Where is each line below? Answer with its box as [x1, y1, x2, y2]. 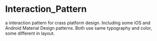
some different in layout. [5, 30, 55, 36]
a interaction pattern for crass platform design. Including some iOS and [5, 20, 151, 26]
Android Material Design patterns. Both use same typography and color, [5, 25, 153, 31]
